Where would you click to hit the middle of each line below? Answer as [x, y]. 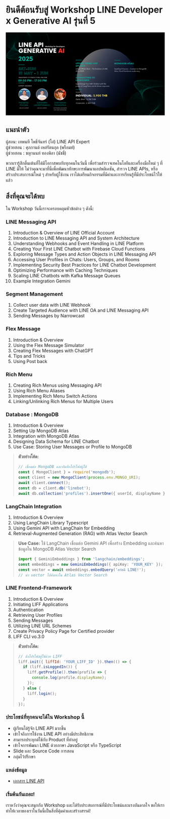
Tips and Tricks [29, 356]
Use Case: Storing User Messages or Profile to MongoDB [72, 447]
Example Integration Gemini [42, 281]
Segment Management [34, 294]
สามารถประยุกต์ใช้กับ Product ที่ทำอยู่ [45, 739]
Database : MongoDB [32, 414]
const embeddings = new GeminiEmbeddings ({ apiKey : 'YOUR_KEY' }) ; [91, 564]
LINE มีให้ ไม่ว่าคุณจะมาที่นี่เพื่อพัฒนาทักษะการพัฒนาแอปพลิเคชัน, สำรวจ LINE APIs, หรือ [82, 169]
